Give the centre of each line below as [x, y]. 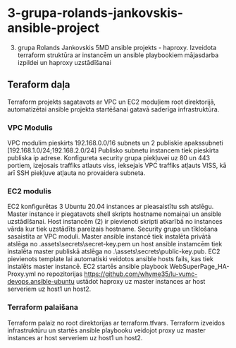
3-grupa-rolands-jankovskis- [95, 13]
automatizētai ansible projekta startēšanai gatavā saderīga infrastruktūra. [113, 109]
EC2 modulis [29, 191]
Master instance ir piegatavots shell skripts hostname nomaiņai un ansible [114, 214]
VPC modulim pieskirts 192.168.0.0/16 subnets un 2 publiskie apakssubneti [115, 143]
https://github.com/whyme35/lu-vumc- [141, 274]
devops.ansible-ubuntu [41, 282]
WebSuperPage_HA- [199, 267]
